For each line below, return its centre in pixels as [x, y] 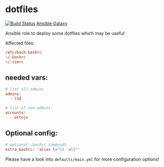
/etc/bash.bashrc [24, 52]
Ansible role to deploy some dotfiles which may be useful [65, 33]
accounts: [16, 113]
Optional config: [31, 133]
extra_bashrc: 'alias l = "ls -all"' [43, 150]
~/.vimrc [14, 62]
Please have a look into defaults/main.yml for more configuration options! [82, 159]
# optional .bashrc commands [36, 145]
